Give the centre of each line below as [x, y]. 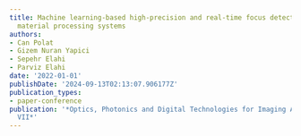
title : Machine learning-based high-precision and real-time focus [138, 17]
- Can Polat [31, 42]
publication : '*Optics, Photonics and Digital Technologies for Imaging [148, 109]
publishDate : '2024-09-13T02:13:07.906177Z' [94, 84]
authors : [26, 34]
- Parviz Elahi [38, 68]
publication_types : [46, 92]
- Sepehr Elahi [38, 59]
